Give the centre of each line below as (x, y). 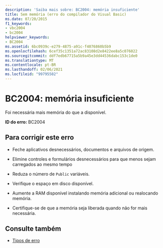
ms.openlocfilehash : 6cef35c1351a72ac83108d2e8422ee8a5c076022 (71, 51)
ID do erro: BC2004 (25, 122)
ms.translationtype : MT (30, 60)
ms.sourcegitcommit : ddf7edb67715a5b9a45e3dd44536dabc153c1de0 (71, 56)
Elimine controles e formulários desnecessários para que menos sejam (84, 159)
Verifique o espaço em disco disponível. (53, 183)
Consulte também (33, 229)
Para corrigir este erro (40, 137)
